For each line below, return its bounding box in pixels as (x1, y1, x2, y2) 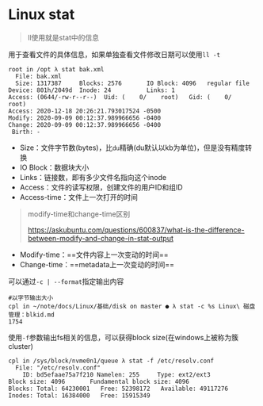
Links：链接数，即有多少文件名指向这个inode (19, 172, 167, 182)
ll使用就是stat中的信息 (27, 33, 100, 42)
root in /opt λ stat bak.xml (8, 65, 105, 73)
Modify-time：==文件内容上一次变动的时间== (19, 250, 169, 259)
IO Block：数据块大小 (19, 163, 90, 172)
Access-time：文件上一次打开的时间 (19, 192, 139, 201)
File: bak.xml (15, 72, 62, 80)
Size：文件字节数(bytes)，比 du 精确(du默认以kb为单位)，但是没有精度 (19, 143, 246, 152)
